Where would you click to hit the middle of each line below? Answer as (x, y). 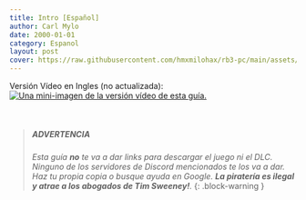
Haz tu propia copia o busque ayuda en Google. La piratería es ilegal (163, 176)
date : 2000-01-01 (42, 35)
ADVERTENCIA (61, 134)
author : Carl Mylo (44, 26)
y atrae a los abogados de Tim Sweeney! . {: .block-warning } (148, 185)
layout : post (34, 52)
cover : (22, 60)
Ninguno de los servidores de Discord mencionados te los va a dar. (158, 166)
